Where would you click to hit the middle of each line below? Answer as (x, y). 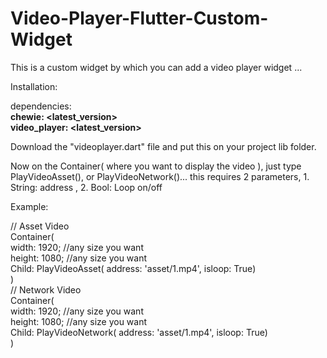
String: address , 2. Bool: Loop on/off (86, 187)
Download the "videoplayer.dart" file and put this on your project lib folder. (163, 146)
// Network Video (46, 289)
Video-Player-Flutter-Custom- (139, 18)
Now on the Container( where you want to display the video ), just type (156, 166)
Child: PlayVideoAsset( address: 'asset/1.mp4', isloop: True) (133, 268)
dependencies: (41, 106)
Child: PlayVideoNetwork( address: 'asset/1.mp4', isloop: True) (139, 332)
